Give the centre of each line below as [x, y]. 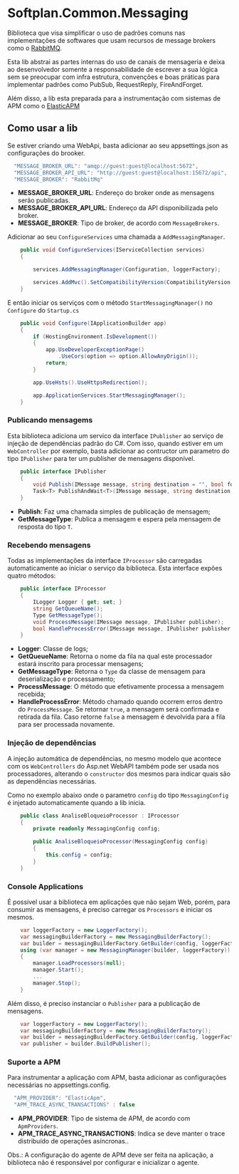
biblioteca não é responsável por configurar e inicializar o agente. [103, 1163]
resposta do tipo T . [45, 527]
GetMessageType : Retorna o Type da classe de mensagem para [112, 672]
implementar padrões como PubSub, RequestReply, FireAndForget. [106, 84]
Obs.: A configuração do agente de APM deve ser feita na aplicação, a [111, 1155]
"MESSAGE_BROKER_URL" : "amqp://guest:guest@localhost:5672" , [106, 166]
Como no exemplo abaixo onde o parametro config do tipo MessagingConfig [118, 795]
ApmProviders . [38, 1126]
